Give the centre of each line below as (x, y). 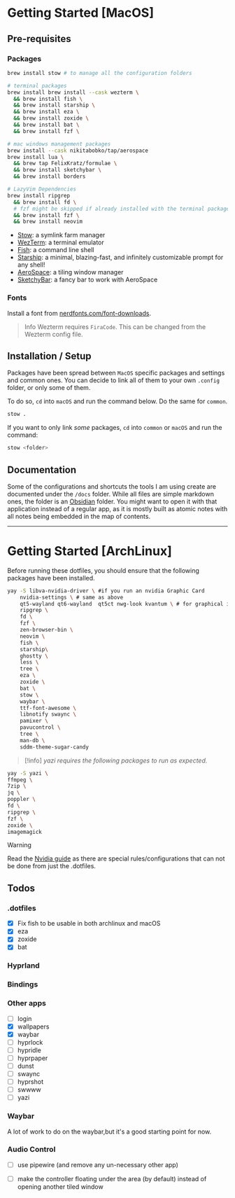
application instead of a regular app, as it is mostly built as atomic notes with (117, 508)
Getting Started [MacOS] (80, 13)
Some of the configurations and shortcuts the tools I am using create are (112, 486)
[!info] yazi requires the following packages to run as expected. (116, 760)
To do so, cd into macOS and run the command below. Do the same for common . (117, 401)
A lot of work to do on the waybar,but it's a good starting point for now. (109, 1131)
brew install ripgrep (39, 195)
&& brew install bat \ (47, 125)
